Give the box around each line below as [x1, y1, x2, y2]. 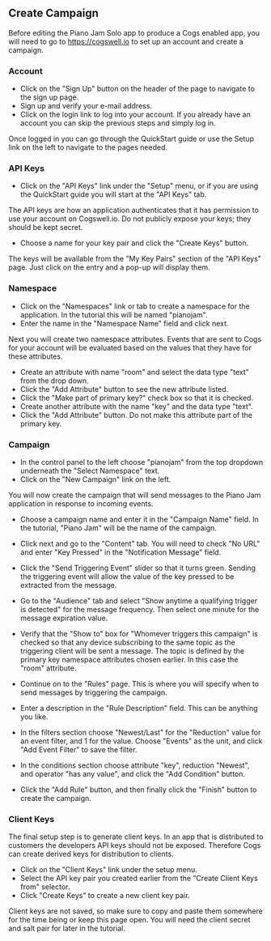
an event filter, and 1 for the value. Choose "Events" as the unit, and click [19, 736, 263, 746]
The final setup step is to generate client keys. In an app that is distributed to [8, 832, 264, 841]
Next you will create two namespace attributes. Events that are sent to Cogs [8, 334, 262, 343]
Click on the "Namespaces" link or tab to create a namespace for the [19, 301, 250, 311]
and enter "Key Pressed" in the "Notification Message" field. [19, 547, 222, 557]
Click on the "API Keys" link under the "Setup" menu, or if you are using [19, 181, 259, 191]
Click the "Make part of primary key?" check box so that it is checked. [19, 393, 253, 402]
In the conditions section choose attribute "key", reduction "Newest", [19, 760, 250, 770]
